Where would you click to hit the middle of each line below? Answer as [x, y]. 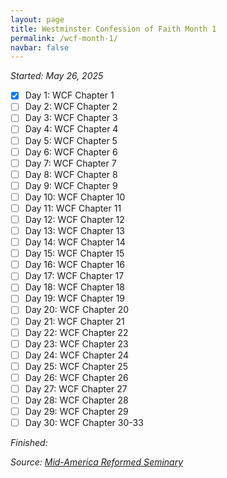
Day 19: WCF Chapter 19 [75, 298]
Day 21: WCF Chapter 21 [74, 321]
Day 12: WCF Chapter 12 [74, 219]
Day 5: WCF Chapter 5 [71, 140]
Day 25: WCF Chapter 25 [76, 366]
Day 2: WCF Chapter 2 [71, 107]
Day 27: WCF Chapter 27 [76, 388]
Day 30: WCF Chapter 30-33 [84, 423]
